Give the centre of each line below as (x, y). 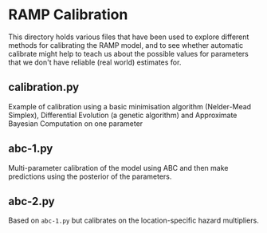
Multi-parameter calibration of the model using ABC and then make (118, 168)
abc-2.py (31, 201)
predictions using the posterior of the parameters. (90, 176)
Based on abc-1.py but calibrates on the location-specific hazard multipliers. (133, 220)
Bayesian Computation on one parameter (76, 123)
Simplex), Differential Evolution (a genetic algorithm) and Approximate (123, 115)
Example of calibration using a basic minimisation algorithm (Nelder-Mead (130, 106)
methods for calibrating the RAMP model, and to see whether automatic (126, 45)
